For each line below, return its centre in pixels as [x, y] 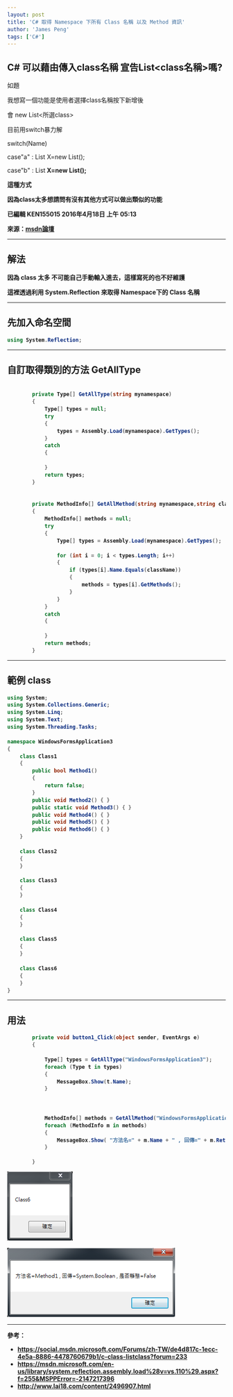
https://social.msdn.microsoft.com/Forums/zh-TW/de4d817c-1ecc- [118, 1349]
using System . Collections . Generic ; [59, 705]
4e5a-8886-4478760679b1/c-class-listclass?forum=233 [102, 1356]
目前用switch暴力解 [35, 130]
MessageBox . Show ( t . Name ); [94, 1082]
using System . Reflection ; [44, 340]
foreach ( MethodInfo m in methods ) [96, 1125]
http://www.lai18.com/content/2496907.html [84, 1386]
